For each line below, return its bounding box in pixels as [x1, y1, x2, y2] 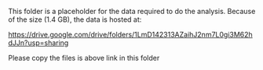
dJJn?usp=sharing [8, 38, 69, 47]
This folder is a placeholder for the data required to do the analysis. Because [8, 7, 256, 16]
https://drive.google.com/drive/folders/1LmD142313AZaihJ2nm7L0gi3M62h [8, 30, 253, 39]
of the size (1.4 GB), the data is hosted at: [8, 15, 142, 24]
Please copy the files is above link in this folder [8, 54, 160, 62]
